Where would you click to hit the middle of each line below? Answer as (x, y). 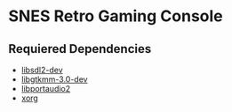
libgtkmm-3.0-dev (54, 79)
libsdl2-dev (42, 70)
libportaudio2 (46, 89)
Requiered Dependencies (80, 49)
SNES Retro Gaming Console (116, 16)
